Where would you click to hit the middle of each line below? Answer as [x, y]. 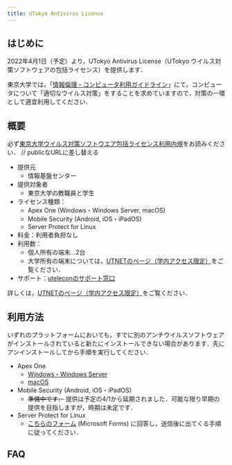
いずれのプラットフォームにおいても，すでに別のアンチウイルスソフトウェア [116, 335]
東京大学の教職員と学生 [61, 193]
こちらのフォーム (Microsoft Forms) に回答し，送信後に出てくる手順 [124, 423]
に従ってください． [55, 432]
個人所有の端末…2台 [56, 253]
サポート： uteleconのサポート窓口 [66, 278]
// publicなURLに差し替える [60, 152]
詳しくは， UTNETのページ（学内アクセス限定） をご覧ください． [99, 293]
